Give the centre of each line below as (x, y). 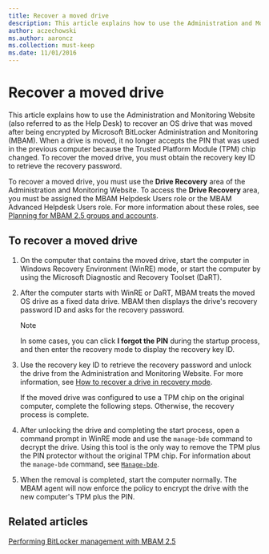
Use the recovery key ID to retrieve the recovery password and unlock (136, 365)
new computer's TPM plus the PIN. (77, 496)
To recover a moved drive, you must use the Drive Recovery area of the (127, 181)
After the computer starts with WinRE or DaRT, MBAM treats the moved (137, 293)
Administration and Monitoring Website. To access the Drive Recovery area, (134, 190)
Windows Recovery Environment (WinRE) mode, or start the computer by (140, 269)
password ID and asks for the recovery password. (102, 309)
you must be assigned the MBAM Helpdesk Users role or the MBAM (120, 198)
